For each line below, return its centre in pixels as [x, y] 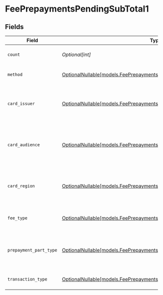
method [15, 74]
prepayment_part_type [32, 250]
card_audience [24, 145]
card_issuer [21, 103]
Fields [15, 27]
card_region [21, 186]
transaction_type [27, 279]
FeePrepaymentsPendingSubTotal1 [77, 9]
